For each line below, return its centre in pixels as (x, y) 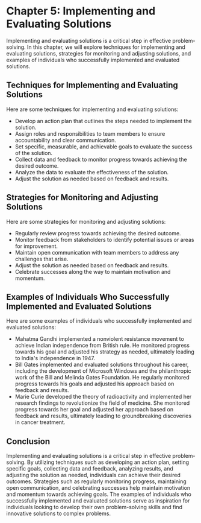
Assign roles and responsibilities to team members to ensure (90, 133)
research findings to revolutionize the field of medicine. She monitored (102, 403)
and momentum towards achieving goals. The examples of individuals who (99, 494)
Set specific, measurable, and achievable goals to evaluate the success (104, 147)
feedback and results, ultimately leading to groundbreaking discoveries (103, 416)
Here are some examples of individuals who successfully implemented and (99, 321)
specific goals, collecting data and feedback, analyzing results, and (90, 469)
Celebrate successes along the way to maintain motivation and (93, 271)
